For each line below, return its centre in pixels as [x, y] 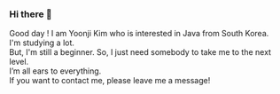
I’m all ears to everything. [55, 71]
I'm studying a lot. [42, 43]
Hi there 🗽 [31, 14]
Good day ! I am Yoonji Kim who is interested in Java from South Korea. [139, 34]
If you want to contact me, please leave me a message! [110, 81]
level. [19, 62]
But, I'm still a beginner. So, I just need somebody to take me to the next [140, 52]
